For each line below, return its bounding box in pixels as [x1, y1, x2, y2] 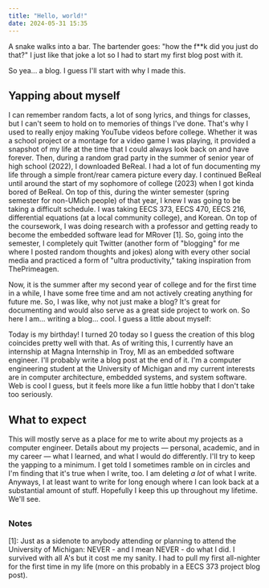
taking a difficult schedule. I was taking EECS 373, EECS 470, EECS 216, [8, 205, 247, 214]
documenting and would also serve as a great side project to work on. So [8, 305, 251, 315]
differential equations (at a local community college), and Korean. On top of [8, 213, 258, 222]
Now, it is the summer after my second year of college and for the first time [8, 280, 257, 290]
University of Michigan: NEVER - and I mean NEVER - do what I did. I [8, 545, 235, 554]
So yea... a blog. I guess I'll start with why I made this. [8, 65, 186, 75]
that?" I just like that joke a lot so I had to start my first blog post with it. [8, 50, 243, 60]
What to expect [8, 412, 87, 427]
